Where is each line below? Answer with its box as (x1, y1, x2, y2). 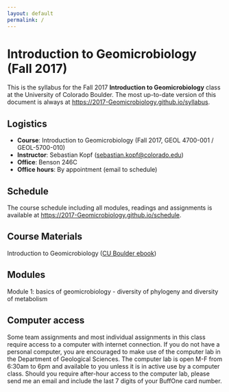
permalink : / (7, 17, 45, 23)
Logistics (7, 118, 47, 129)
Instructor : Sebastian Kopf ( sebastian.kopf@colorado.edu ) (16, 151, 184, 159)
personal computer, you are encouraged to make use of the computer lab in (7, 347, 221, 356)
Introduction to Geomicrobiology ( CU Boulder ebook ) (7, 249, 157, 257)
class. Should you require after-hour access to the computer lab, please (7, 369, 210, 378)
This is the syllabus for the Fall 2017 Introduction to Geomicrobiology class (7, 83, 221, 91)
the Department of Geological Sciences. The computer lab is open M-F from (7, 355, 223, 363)
